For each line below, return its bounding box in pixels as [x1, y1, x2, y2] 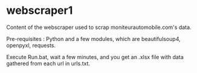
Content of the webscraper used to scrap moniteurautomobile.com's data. [6, 24, 192, 31]
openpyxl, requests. [6, 42, 56, 49]
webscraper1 [6, 4, 73, 17]
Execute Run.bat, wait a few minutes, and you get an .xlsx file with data [6, 53, 184, 60]
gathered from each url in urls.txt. [6, 60, 90, 67]
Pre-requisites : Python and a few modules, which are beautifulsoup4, [6, 35, 181, 42]
